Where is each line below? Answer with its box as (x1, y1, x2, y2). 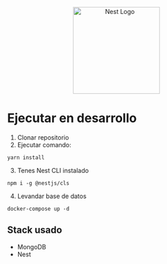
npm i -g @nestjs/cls (7, 179, 70, 187)
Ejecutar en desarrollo (7, 110, 137, 126)
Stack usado (7, 224, 62, 236)
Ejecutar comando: (17, 140, 71, 149)
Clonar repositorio (17, 133, 69, 142)
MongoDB (17, 242, 46, 251)
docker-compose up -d (7, 205, 70, 212)
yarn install (7, 154, 45, 161)
